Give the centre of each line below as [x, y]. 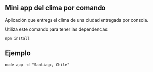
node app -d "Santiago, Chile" [37, 65]
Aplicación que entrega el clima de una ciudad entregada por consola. [77, 20]
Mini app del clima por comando [55, 8]
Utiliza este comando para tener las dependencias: [57, 29]
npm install [17, 38]
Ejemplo [18, 53]
